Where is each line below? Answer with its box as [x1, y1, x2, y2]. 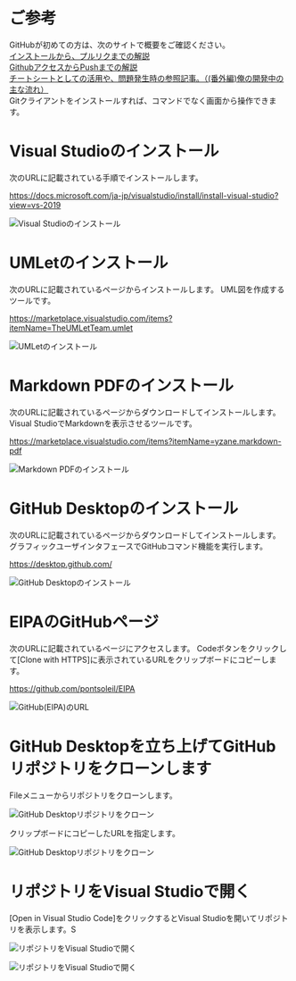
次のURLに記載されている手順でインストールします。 [9, 172, 203, 183]
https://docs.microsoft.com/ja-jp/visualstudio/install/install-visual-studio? [9, 189, 279, 201]
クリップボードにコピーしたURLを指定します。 [9, 827, 180, 838]
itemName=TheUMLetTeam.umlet [9, 323, 134, 333]
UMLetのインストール [9, 253, 169, 273]
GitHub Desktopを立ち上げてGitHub [9, 736, 276, 756]
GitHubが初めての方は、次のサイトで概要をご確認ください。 [9, 39, 230, 50]
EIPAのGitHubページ [9, 611, 159, 632]
